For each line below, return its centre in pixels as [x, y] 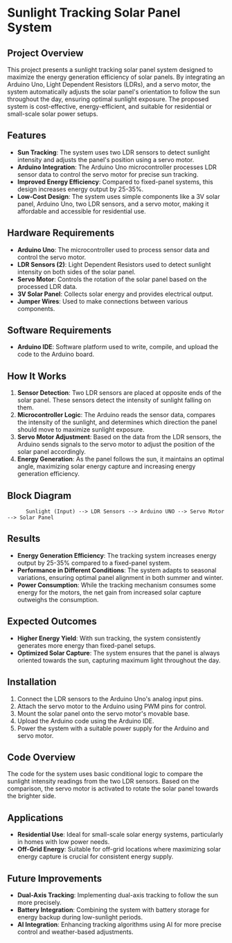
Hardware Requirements [61, 233]
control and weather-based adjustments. [75, 932]
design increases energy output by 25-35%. [80, 189]
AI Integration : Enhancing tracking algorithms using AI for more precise [119, 924]
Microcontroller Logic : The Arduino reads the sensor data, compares [116, 415]
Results [24, 539]
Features [27, 135]
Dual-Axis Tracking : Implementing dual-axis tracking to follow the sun [118, 894]
